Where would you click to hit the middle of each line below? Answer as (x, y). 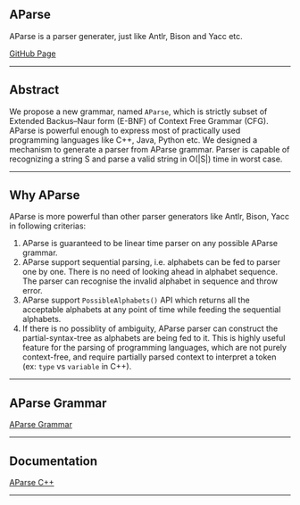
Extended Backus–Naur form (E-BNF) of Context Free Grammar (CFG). (139, 120)
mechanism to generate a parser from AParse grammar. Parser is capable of (150, 149)
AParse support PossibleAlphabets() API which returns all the (136, 300)
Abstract (34, 90)
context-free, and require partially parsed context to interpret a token (149, 357)
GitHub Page (33, 54)
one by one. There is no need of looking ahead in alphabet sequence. (150, 272)
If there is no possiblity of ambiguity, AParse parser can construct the (150, 328)
